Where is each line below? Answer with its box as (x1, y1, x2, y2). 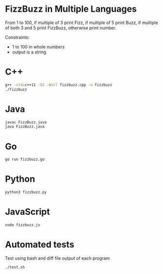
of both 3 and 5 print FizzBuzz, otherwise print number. (5, 25, 117, 30)
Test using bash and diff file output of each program (5, 255, 110, 261)
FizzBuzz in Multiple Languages (5, 3, 137, 15)
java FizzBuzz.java (5, 124, 45, 129)
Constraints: (5, 34, 30, 40)
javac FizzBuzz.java (5, 120, 47, 125)
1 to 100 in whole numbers (12, 44, 65, 50)
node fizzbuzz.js (5, 222, 41, 227)
